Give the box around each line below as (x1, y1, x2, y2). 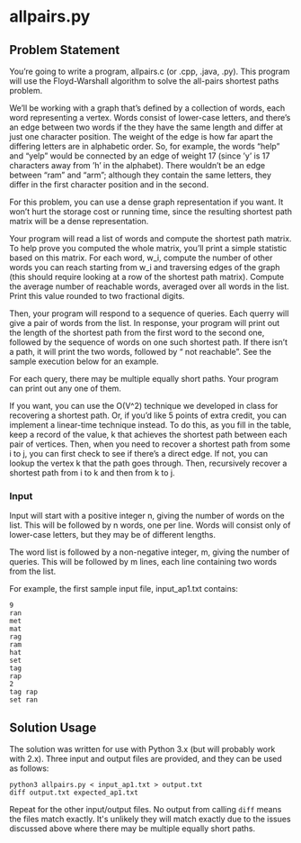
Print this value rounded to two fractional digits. (9, 291, 185, 301)
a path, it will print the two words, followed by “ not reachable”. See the (9, 347, 272, 357)
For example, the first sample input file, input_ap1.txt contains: (9, 584, 238, 594)
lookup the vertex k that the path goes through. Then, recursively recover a (9, 458, 288, 468)
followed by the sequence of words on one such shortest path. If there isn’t (9, 337, 288, 348)
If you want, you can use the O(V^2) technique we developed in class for (9, 401, 279, 411)
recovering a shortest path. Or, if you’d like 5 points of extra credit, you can (9, 410, 288, 421)
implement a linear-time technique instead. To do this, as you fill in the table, (9, 420, 292, 430)
